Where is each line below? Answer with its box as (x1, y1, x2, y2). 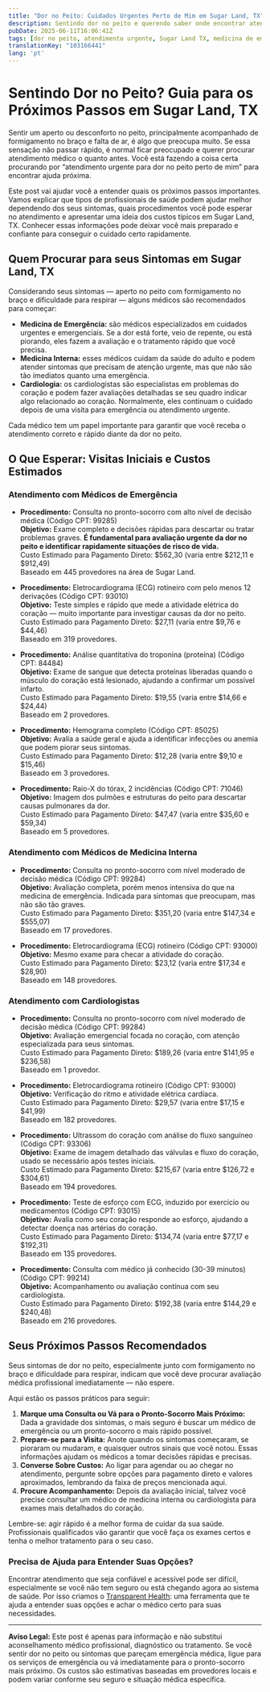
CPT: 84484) (19, 659, 63, 668)
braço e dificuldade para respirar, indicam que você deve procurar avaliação (8, 1369, 262, 1378)
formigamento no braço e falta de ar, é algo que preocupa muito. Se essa (8, 136, 251, 146)
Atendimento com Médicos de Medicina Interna (8, 847, 198, 858)
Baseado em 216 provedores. (19, 1316, 117, 1326)
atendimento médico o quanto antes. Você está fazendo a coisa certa (8, 153, 239, 163)
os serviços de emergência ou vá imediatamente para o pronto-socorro (8, 1657, 245, 1667)
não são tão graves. (19, 900, 86, 909)
